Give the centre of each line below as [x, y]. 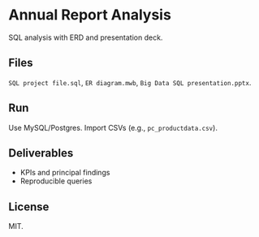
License [29, 207]
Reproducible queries [56, 181]
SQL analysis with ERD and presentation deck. [86, 37]
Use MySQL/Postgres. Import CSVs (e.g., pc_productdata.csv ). [113, 127]
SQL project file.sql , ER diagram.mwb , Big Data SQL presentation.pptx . [130, 82]
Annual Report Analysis [90, 15]
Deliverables [41, 153]
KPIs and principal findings [65, 173]
